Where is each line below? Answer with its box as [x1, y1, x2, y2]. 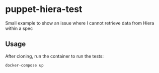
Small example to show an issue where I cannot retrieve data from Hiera [5, 20, 154, 26]
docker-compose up [5, 62, 44, 68]
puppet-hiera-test [5, 3, 83, 15]
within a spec [5, 25, 33, 31]
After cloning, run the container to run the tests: [5, 53, 104, 59]
